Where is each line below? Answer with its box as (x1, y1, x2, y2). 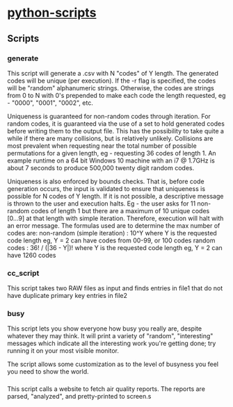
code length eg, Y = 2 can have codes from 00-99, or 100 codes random (7, 236, 216, 244)
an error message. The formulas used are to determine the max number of (7, 221, 220, 230)
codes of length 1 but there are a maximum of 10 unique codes (31, 206, 210, 215)
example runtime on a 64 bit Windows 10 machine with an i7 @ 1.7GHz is (7, 156, 216, 165)
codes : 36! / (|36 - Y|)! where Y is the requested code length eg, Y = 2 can (7, 243, 223, 251)
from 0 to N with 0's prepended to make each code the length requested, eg (7, 91, 226, 99)
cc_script (7, 268, 40, 278)
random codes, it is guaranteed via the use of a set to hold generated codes (7, 119, 225, 128)
